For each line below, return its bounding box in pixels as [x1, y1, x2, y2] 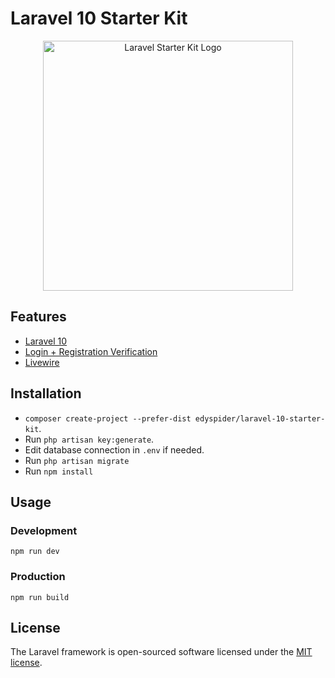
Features [10, 308, 67, 326]
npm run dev [10, 547, 60, 557]
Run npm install [24, 465, 94, 477]
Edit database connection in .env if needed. [24, 443, 205, 456]
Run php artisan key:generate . [24, 433, 155, 445]
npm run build [10, 592, 70, 602]
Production [10, 570, 66, 584]
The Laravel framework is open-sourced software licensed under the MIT [10, 646, 313, 658]
